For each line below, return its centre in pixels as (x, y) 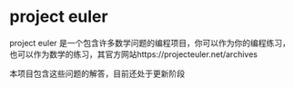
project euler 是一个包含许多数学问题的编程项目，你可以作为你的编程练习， (150, 43)
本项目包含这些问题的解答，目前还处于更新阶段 (97, 73)
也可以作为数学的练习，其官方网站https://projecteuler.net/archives (133, 54)
